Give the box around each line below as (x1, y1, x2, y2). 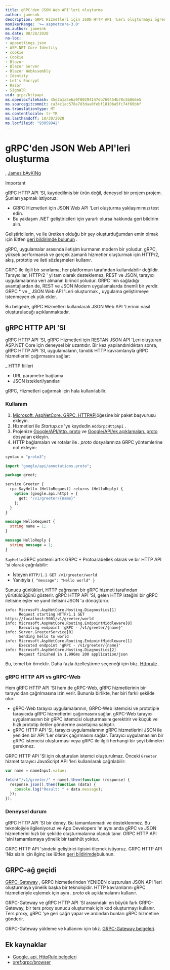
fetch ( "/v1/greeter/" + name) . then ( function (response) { (5, 777, 130, 782)
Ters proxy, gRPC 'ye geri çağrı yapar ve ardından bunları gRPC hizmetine (5, 911, 159, 917)
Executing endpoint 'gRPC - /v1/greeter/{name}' (18, 625, 123, 630)
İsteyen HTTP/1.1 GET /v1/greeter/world (12, 571, 98, 578)
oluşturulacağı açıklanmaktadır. (5, 309, 70, 315)
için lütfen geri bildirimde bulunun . (5, 236, 77, 242)
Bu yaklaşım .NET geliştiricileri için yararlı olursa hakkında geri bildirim (12, 215, 158, 222)
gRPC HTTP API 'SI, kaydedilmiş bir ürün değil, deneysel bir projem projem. (5, 190, 162, 196)
